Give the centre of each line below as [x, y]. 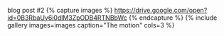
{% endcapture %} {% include [173, 18]
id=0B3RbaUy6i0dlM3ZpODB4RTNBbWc [67, 18]
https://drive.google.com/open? [161, 10]
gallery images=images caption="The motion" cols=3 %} [91, 25]
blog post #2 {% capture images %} [60, 10]
